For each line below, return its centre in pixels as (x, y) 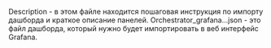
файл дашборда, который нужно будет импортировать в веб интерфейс (133, 28)
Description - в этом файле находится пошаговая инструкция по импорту (136, 12)
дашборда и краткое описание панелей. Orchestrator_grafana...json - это (135, 20)
